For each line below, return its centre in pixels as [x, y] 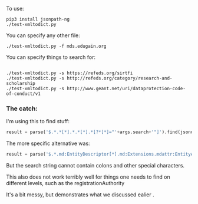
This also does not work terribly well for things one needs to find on [88, 177]
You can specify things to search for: [51, 57]
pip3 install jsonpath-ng [38, 19]
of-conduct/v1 [24, 94]
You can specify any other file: [43, 35]
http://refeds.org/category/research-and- [120, 78]
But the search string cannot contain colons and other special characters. [95, 166]
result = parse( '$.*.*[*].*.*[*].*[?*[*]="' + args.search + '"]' [84, 132]
